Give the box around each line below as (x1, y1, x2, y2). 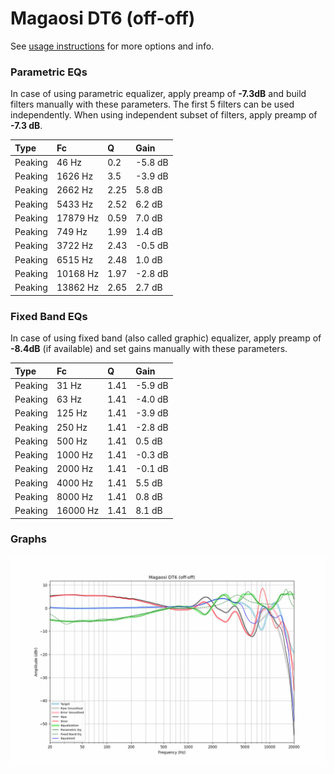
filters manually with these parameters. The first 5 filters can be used (10, 98, 295, 111)
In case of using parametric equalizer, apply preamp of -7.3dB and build (10, 88, 307, 100)
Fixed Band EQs (10, 309, 88, 323)
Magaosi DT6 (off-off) (10, 7, 196, 30)
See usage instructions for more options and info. (10, 40, 215, 52)
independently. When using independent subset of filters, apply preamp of (10, 109, 318, 121)
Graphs (10, 532, 47, 546)
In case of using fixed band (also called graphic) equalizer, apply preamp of (10, 332, 322, 344)
